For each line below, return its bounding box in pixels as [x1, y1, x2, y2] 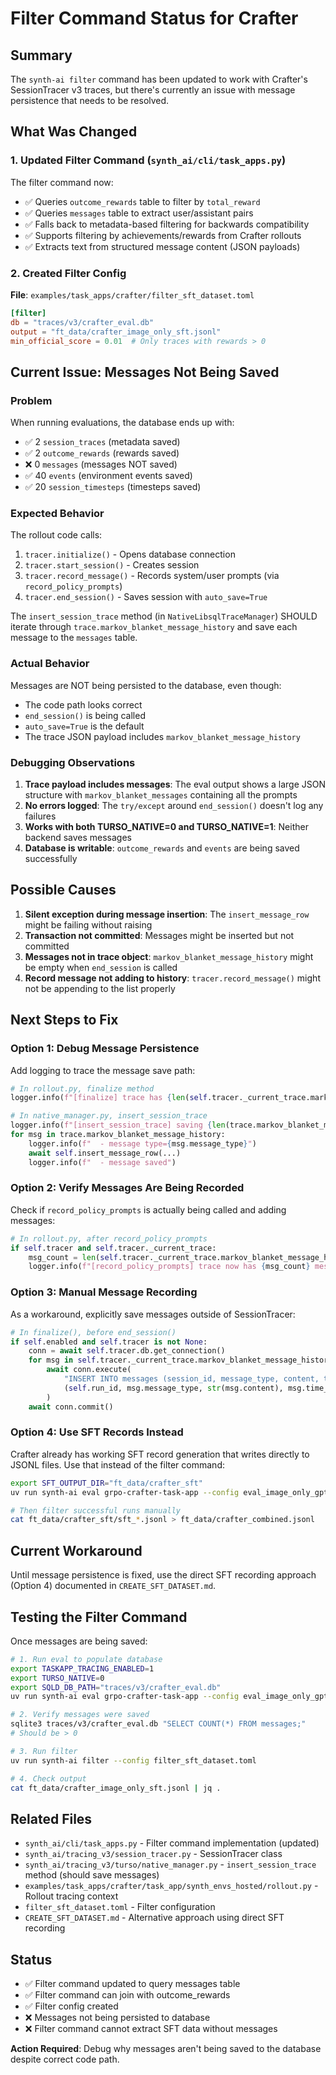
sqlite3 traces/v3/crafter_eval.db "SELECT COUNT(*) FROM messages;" [10, 1719, 307, 1729]
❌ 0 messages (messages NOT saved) [24, 458, 178, 471]
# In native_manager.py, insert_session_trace [10, 1111, 208, 1121]
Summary [10, 47, 73, 64]
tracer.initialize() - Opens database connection [24, 548, 236, 561]
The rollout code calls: [10, 529, 103, 541]
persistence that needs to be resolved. [10, 95, 170, 106]
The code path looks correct [24, 698, 143, 711]
